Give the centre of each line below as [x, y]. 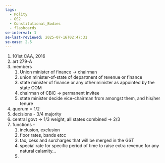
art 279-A [22, 61]
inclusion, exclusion [40, 130]
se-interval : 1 [21, 33]
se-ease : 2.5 [19, 42]
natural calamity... [38, 151]
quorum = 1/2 [26, 109]
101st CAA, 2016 [29, 56]
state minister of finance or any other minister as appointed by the [87, 82]
